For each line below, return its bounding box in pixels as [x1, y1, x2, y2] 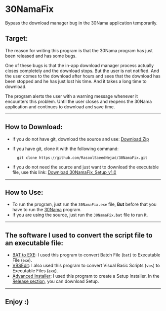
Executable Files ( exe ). [12, 268, 58, 274]
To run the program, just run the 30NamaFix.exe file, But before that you [12, 201, 157, 207]
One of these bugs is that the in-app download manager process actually [5, 62, 154, 68]
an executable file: [5, 238, 63, 247]
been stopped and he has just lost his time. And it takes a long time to [5, 78, 147, 84]
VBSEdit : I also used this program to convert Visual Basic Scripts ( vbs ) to [12, 262, 160, 269]
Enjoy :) [5, 297, 29, 306]
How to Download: [5, 123, 63, 131]
